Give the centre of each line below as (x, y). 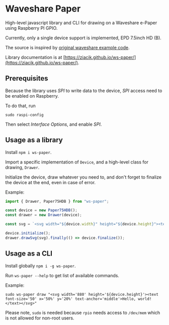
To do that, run (21, 106)
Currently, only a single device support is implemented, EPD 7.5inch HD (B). (83, 38)
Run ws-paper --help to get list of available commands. (62, 275)
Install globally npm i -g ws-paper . (40, 266)
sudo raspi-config (24, 115)
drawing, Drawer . (22, 167)
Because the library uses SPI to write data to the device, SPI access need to (84, 91)
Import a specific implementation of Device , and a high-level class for (77, 162)
